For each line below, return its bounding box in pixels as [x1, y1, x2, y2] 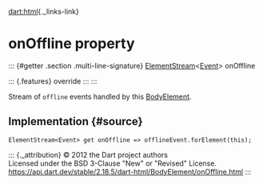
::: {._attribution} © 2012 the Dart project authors [8, 150, 168, 159]
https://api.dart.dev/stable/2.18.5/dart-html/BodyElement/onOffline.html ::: [8, 166, 252, 176]
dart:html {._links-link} [8, 7, 80, 16]
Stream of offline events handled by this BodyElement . [8, 92, 192, 101]
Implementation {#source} [8, 115, 144, 128]
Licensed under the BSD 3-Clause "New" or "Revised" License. [8, 159, 217, 168]
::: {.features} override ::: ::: [8, 76, 98, 86]
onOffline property [8, 35, 135, 53]
